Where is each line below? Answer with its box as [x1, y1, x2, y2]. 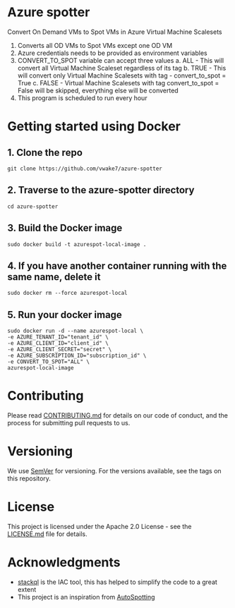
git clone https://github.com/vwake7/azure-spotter [7, 165, 162, 172]
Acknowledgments [7, 554, 121, 571]
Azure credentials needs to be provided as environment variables [17, 49, 207, 57]
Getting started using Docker [7, 118, 181, 135]
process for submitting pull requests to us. [7, 419, 131, 427]
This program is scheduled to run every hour [17, 93, 147, 102]
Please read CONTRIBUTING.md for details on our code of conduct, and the [7, 411, 228, 420]
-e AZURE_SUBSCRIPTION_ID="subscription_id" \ [7, 352, 147, 360]
